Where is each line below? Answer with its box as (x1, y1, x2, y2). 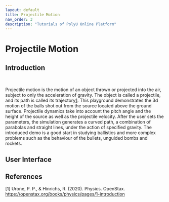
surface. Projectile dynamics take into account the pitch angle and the (5, 108, 151, 114)
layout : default (5, 7, 39, 13)
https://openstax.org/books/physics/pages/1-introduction (5, 191, 125, 197)
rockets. (5, 140, 22, 147)
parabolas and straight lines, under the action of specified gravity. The (5, 125, 152, 131)
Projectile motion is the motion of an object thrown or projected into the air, (5, 87, 162, 93)
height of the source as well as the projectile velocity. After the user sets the (5, 113, 164, 119)
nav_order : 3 (5, 17, 33, 22)
